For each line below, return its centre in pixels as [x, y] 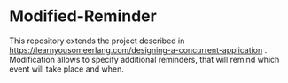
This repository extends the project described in [97, 41]
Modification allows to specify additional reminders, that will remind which [144, 59]
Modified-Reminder [83, 16]
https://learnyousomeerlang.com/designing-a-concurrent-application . [138, 49]
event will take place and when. [66, 69]
